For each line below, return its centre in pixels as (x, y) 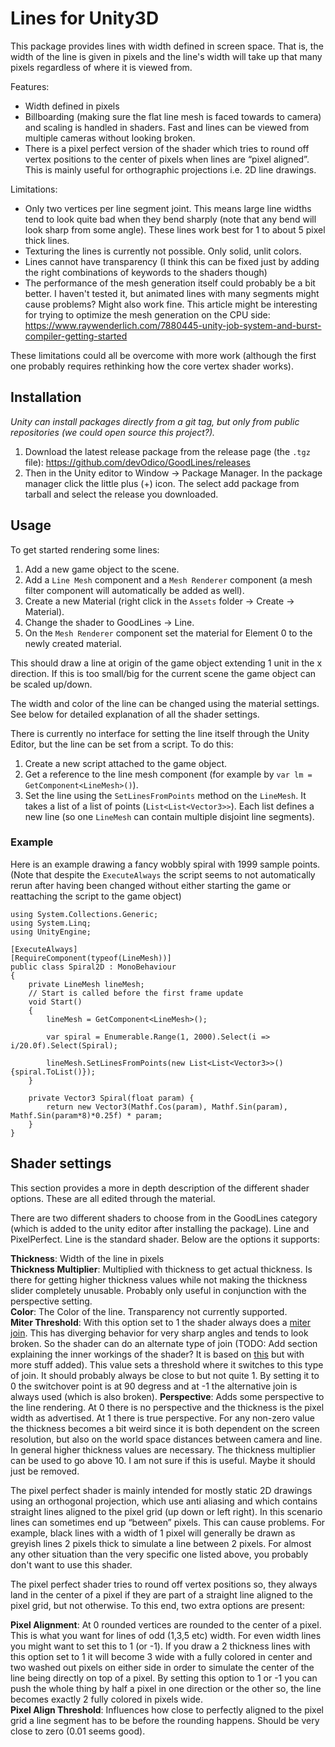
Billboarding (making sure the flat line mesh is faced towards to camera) (173, 116)
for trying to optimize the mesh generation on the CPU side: (147, 314)
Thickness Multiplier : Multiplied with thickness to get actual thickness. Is (161, 1269)
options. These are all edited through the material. (113, 1198)
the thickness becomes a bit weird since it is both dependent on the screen (165, 1428)
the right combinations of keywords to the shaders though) (146, 272)
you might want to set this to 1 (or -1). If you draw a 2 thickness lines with (160, 1646)
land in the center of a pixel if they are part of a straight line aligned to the (161, 1594)
